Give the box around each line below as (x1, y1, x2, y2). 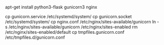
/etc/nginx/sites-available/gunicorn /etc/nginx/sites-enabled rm (8, 24, 138, 30)
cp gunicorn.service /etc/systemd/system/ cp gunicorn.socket (5, 14, 132, 19)
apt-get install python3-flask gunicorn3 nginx (5, 4, 98, 10)
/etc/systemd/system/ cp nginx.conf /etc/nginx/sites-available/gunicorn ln (5, 19, 156, 24)
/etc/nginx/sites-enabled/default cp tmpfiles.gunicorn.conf (5, 29, 125, 35)
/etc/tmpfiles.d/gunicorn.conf (5, 34, 65, 40)
